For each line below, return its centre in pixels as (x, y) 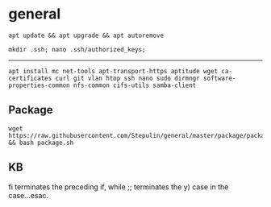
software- (219, 78)
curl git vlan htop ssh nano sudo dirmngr (127, 78)
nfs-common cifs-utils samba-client (135, 85)
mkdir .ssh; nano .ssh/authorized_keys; (77, 49)
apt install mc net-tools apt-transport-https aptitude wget (113, 71)
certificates (30, 78)
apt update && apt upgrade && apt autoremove (86, 35)
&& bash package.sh (41, 143)
